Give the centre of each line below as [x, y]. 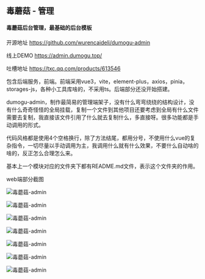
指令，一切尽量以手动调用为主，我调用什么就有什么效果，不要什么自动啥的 [105, 145]
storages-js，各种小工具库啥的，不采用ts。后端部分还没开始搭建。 [90, 89]
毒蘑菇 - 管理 [30, 11]
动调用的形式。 [25, 125]
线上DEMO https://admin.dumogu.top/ [54, 55]
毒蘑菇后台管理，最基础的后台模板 [49, 27]
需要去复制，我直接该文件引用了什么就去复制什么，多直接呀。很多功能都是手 [103, 117]
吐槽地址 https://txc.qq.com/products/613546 [63, 68]
